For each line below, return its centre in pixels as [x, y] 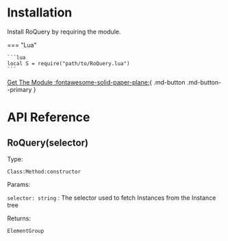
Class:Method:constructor [44, 172]
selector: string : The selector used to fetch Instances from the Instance [112, 198]
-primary [20, 89]
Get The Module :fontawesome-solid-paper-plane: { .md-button [97, 82]
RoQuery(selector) [48, 142]
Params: [19, 184]
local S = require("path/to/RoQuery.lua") [68, 63]
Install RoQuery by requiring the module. [64, 32]
